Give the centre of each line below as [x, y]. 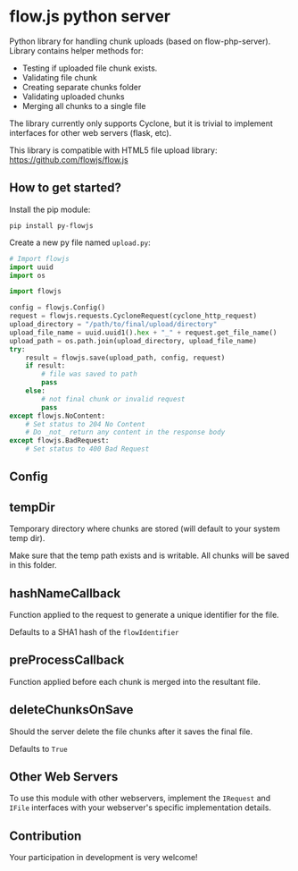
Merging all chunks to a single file [84, 106]
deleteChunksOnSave [71, 710]
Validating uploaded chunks [73, 97]
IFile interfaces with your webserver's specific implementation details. [141, 808]
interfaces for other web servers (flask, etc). [91, 132]
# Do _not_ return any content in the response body [125, 432]
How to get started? [66, 188]
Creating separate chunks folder [82, 87]
